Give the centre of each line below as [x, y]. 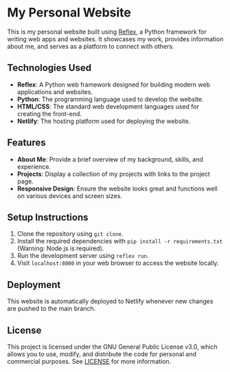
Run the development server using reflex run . [83, 256]
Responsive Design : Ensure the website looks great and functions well [117, 188]
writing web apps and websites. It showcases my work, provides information [115, 39]
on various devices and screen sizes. [69, 196]
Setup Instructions [48, 217]
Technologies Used [49, 68]
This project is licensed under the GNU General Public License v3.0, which [112, 347]
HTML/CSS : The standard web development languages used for [108, 106]
